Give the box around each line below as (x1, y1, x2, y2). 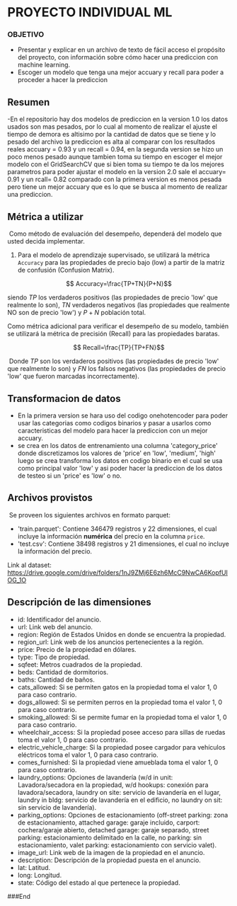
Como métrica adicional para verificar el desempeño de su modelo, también (7, 322, 229, 331)
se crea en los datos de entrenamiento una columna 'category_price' (17, 441, 218, 449)
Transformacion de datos (7, 392, 122, 404)
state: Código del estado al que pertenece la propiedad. (17, 878, 180, 887)
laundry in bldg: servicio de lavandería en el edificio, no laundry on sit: (17, 796, 223, 804)
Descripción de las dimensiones (7, 596, 152, 609)
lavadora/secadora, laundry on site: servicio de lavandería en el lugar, (17, 788, 221, 796)
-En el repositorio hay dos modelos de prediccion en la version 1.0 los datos (7, 115, 229, 124)
